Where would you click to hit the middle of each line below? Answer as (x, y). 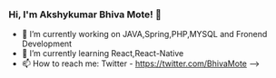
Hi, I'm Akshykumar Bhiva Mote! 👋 (85, 15)
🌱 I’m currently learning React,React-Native (103, 54)
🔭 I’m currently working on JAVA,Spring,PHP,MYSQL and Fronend (144, 34)
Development (47, 44)
